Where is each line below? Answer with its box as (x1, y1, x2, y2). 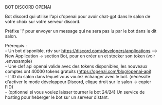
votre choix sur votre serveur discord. (5, 19, 81, 24)
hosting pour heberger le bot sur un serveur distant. (5, 94, 109, 100)
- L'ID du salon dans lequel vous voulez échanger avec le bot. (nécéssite (5, 74, 151, 79)
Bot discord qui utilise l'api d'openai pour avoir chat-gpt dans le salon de (5, 14, 151, 19)
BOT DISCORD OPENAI (5, 4, 52, 10)
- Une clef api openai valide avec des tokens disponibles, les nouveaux (5, 63, 147, 69)
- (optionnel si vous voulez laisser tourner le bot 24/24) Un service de (5, 89, 145, 95)
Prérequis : (5, 43, 27, 48)
